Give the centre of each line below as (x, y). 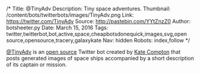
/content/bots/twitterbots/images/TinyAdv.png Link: (70, 15)
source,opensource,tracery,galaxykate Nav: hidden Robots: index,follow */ (98, 40)
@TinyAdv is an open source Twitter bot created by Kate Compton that (93, 52)
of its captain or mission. (37, 64)
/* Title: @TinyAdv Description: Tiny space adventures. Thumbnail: (88, 9)
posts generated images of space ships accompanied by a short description (100, 58)
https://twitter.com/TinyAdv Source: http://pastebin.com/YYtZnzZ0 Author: (98, 21)
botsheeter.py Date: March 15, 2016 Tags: (57, 27)
